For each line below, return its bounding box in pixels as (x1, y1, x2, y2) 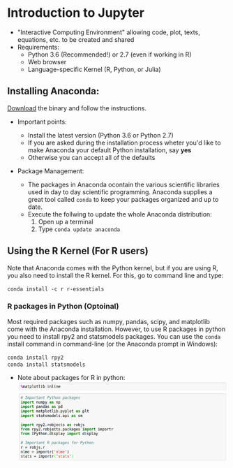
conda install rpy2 (7, 354, 64, 361)
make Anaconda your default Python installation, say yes (27, 145, 192, 154)
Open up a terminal (38, 217, 93, 226)
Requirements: (17, 43, 59, 51)
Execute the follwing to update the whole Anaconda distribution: (27, 210, 213, 218)
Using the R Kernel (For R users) (7, 245, 149, 257)
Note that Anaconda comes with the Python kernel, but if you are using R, (7, 263, 218, 272)
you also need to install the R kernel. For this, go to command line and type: (7, 271, 224, 279)
